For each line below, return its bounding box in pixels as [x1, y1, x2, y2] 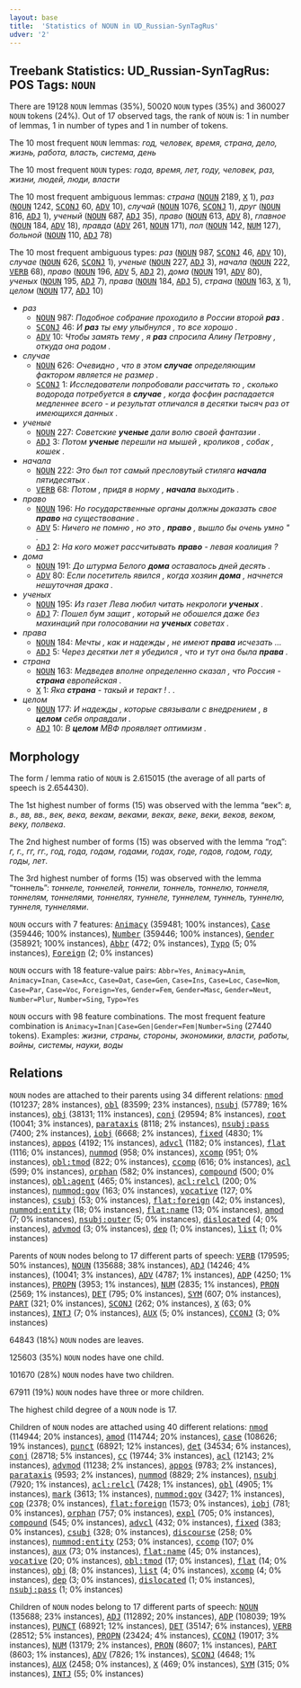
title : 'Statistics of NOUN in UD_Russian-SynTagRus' [9, 22, 219, 31]
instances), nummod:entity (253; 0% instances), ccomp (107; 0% [9, 1536, 254, 1547]
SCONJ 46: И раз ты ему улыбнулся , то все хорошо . [35, 322, 238, 333]
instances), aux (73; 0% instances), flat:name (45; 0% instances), [9, 1545, 261, 1556]
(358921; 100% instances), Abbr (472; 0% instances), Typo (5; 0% [9, 938, 258, 948]
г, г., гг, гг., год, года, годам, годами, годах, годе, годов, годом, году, [9, 846, 274, 857]
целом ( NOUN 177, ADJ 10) [9, 285, 104, 297]
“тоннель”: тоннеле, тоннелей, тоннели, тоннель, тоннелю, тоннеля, [9, 883, 270, 893]
